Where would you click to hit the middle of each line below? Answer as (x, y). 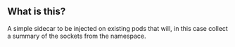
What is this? (37, 12)
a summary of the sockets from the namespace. (77, 36)
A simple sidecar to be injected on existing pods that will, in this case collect (118, 28)
